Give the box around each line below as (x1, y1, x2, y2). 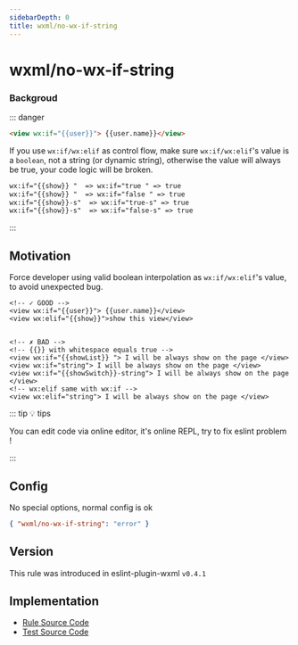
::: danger (9, 112, 45, 122)
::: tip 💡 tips (9, 408, 52, 419)
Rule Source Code (21, 617, 89, 628)
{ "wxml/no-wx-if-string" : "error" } (9, 519, 150, 528)
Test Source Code (21, 626, 89, 638)
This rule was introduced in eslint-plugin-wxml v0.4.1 (9, 567, 207, 578)
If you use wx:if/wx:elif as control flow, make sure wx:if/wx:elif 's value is (9, 145, 290, 156)
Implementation (9, 594, 100, 609)
